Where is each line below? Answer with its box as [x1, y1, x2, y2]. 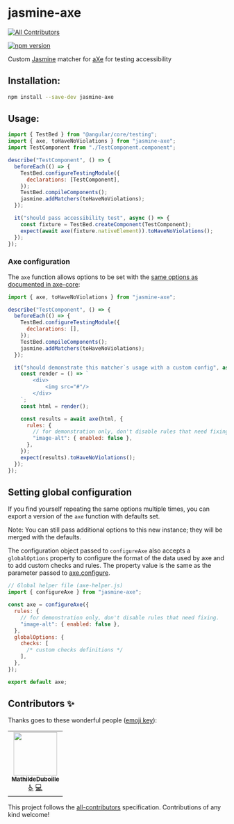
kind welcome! [8, 811, 50, 819]
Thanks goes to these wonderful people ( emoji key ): [8, 716, 158, 724]
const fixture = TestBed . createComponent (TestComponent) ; [20, 221, 192, 228]
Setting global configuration [8, 486, 133, 498]
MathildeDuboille [11, 775, 60, 784]
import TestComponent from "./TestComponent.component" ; [8, 144, 176, 151]
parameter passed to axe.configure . [8, 569, 110, 577]
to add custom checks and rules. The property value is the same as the [8, 562, 212, 570]
